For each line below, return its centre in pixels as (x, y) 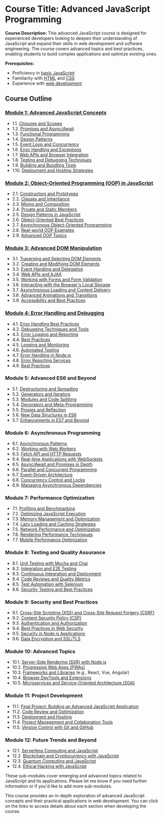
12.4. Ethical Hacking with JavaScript (49, 766)
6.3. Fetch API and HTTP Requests (47, 454)
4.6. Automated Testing (36, 350)
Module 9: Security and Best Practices (51, 602)
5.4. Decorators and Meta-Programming (52, 404)
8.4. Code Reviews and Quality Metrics (51, 579)
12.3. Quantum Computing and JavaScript (54, 761)
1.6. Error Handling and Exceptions (47, 149)
